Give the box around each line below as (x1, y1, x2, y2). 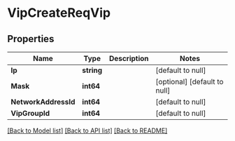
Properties (7, 33, 55, 45)
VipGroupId (10, 109, 50, 118)
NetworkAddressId (10, 97, 76, 107)
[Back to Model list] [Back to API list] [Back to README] (7, 126, 168, 135)
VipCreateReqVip (7, 5, 111, 21)
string (82, 65, 103, 75)
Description (108, 54, 149, 63)
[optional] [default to (155, 77, 224, 86)
